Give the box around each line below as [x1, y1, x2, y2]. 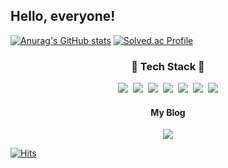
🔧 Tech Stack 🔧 [131, 59, 205, 73]
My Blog [150, 106, 186, 118]
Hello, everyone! [10, 8, 116, 25]
